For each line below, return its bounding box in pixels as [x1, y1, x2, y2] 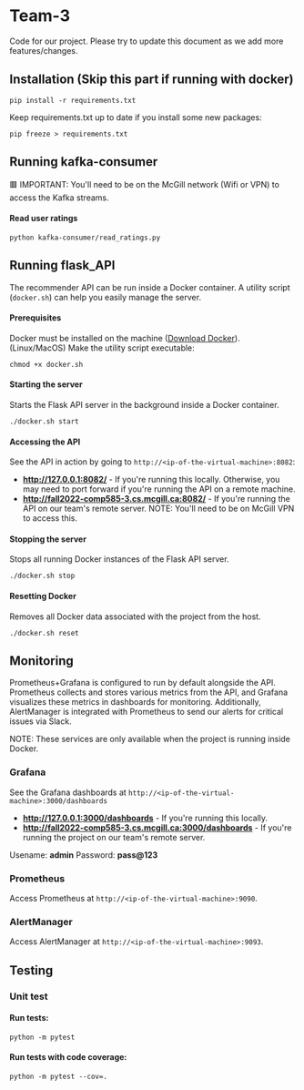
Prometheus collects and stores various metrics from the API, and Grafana [9, 687, 289, 698]
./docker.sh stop [9, 571, 76, 581]
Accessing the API [9, 436, 81, 447]
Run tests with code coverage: [9, 1052, 127, 1063]
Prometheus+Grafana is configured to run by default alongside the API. [9, 677, 276, 688]
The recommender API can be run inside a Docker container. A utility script [9, 281, 290, 292]
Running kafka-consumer [9, 154, 158, 169]
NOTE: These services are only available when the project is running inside [9, 734, 291, 745]
